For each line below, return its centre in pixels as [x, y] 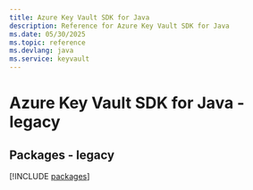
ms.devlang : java [42, 51]
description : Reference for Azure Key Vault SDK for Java [119, 26]
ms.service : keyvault [50, 59]
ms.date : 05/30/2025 [48, 34]
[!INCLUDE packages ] [50, 176]
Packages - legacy [62, 155]
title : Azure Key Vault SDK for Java [80, 17]
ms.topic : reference [48, 42]
